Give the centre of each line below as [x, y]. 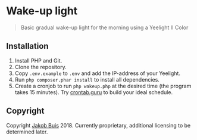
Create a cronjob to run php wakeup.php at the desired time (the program [103, 86]
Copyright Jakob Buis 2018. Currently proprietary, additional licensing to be [98, 125]
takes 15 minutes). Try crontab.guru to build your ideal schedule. [94, 92]
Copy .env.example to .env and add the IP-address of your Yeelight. [97, 73]
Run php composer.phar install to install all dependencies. [87, 79]
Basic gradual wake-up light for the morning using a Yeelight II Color [104, 27]
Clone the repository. [40, 67]
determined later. [27, 132]
